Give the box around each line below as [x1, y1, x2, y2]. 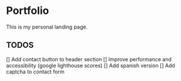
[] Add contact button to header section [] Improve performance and [6, 55, 172, 62]
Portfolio [6, 4, 49, 17]
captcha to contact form [6, 68, 65, 75]
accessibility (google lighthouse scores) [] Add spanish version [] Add [6, 62, 175, 69]
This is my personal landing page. [6, 23, 88, 30]
